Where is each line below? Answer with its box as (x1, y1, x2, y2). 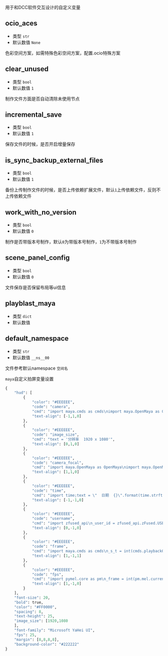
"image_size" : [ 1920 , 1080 (14, 618, 68, 623)
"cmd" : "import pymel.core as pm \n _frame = (31, 576, 124, 582)
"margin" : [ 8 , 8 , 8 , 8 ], (14, 637, 59, 642)
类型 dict (12, 313, 32, 319)
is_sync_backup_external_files (5, 156, 103, 164)
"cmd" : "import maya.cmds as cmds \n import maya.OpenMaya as (31, 409, 160, 414)
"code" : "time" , (31, 488, 66, 493)
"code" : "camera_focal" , (31, 460, 84, 465)
